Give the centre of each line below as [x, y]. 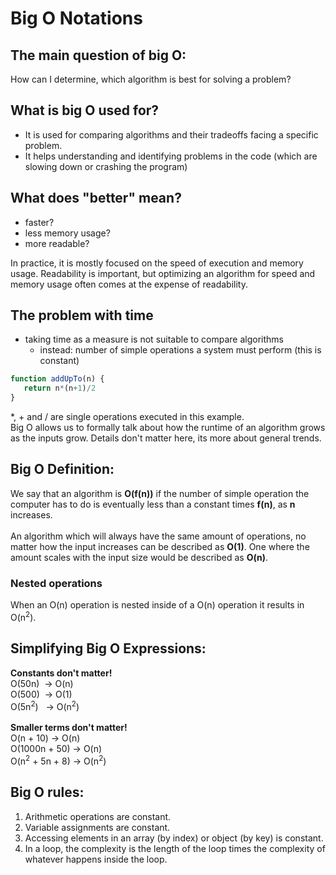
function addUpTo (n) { [57, 379]
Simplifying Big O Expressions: [108, 648]
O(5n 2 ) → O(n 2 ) [45, 705]
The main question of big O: [98, 55]
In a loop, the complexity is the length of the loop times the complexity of [175, 848]
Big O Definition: [62, 469]
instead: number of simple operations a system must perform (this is [180, 350]
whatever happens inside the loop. [96, 859]
